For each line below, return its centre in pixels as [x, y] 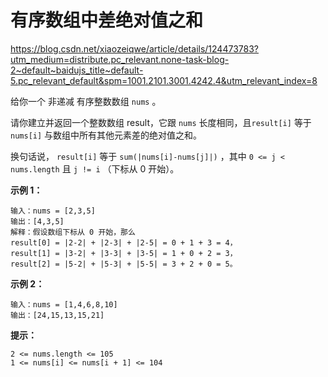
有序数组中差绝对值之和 [107, 20]
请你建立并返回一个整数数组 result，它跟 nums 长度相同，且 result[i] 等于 [161, 122]
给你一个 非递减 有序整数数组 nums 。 [86, 101]
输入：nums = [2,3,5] [53, 211]
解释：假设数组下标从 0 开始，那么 [73, 232]
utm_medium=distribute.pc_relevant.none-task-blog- [120, 59]
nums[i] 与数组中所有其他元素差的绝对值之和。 [106, 135]
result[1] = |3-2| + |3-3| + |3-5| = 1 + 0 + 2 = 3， [124, 253]
